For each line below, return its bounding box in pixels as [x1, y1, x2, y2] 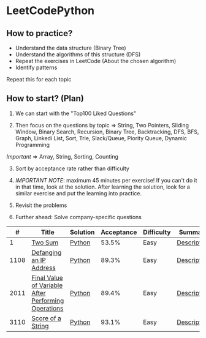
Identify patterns [15, 64, 58, 71]
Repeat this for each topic [6, 76, 72, 83]
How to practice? [6, 28, 73, 39]
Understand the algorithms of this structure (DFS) [15, 51, 141, 58]
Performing [31, 296, 64, 305]
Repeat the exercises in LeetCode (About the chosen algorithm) [15, 58, 177, 64]
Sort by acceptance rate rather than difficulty [15, 165, 130, 172]
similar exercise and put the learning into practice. [15, 189, 142, 197]
